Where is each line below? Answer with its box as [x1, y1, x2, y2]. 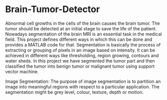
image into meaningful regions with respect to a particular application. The [5, 83, 160, 89]
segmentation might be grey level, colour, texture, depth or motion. [5, 89, 144, 95]
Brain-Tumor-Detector [5, 4, 100, 15]
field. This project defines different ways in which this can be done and [5, 36, 152, 42]
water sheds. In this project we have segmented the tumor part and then [5, 58, 155, 64]
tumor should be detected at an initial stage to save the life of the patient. [5, 25, 157, 31]
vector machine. [5, 68, 39, 74]
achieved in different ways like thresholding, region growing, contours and [5, 52, 159, 59]
